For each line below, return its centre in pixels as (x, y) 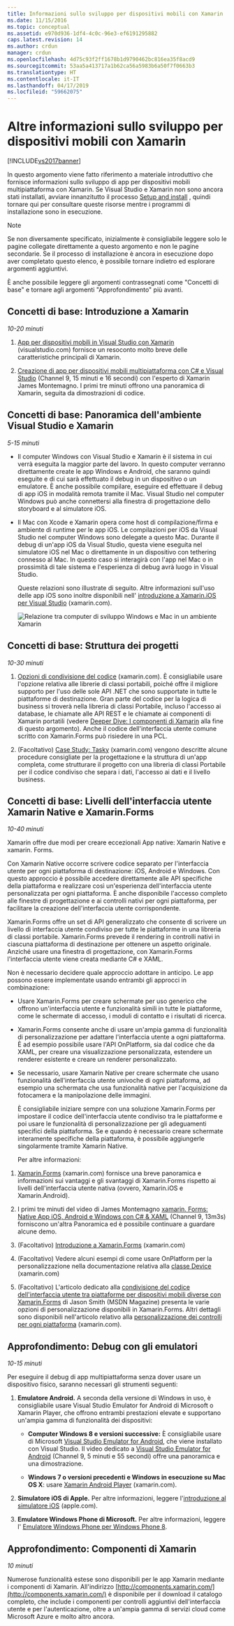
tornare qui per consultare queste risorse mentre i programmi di (99, 205)
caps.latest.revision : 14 (45, 40)
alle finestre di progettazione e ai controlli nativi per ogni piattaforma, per (112, 901)
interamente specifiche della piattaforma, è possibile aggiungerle (111, 1139)
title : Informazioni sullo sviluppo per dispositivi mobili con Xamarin (115, 14)
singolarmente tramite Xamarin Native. (72, 1146)
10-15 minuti (25, 1363)
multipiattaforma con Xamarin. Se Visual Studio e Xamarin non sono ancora (115, 189)
